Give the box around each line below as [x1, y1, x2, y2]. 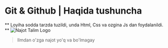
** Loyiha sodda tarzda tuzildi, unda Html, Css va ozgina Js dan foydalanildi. [5, 22, 163, 28]
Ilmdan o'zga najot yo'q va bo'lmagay [17, 37, 95, 43]
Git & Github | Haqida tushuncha [5, 5, 142, 17]
